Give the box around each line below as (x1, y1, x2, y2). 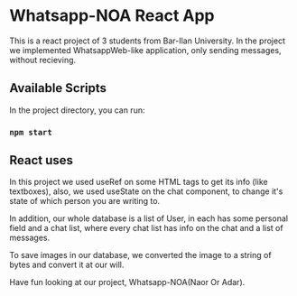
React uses (9, 153, 74, 168)
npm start (9, 127, 52, 137)
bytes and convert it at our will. (9, 259, 125, 271)
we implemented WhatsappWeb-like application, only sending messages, (9, 44, 282, 55)
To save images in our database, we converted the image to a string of (9, 250, 273, 261)
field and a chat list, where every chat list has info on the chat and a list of (9, 223, 283, 234)
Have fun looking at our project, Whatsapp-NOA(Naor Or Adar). (9, 277, 246, 288)
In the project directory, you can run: (9, 105, 145, 116)
